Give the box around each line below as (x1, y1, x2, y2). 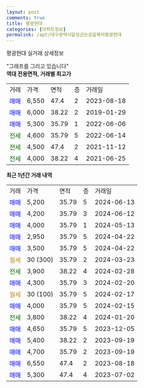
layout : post (6, 9, 40, 15)
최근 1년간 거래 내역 (6, 171, 53, 179)
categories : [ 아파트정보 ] (6, 26, 66, 33)
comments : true (6, 15, 45, 21)
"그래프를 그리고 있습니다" (6, 63, 69, 70)
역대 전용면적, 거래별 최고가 (6, 70, 72, 77)
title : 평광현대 (6, 20, 43, 26)
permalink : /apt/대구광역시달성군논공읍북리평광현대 (6, 32, 122, 38)
